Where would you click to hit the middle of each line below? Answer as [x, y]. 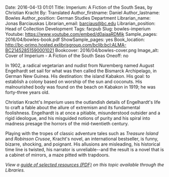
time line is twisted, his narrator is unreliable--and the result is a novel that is [84, 149]
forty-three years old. [27, 92]
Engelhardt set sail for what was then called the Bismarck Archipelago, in [81, 71]
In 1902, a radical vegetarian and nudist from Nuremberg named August [80, 65]
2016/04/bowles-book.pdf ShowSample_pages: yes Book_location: [75, 39]
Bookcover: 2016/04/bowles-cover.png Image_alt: [107, 50]
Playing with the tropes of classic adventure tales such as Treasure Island [82, 133]
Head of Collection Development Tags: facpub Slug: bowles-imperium [78, 29]
